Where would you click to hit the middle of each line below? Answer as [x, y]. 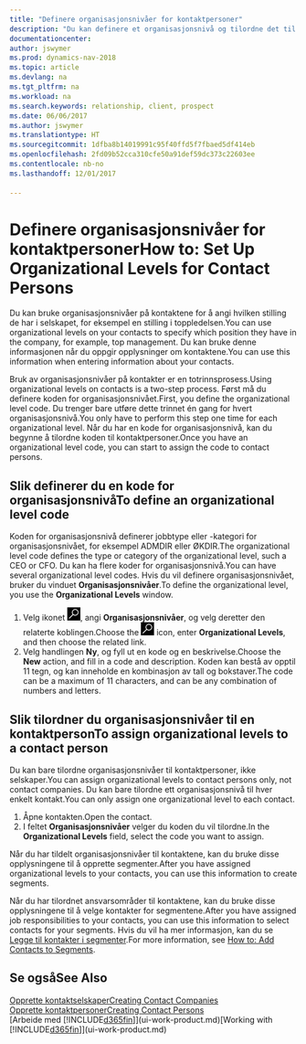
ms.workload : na [40, 96]
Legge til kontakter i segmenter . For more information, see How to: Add [142, 940]
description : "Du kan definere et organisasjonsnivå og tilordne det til [153, 29]
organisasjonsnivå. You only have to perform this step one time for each [143, 418]
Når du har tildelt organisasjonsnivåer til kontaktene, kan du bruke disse [144, 854]
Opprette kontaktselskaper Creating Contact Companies [114, 1000]
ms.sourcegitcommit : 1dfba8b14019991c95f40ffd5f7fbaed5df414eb [132, 145]
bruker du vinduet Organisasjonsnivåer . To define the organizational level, [149, 585]
